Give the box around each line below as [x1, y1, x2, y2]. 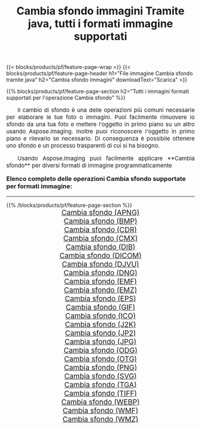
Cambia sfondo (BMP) [63, 216, 138, 226]
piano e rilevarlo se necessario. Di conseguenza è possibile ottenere [6, 135, 195, 143]
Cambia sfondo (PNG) [63, 362, 138, 372]
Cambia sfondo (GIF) [65, 303, 136, 312]
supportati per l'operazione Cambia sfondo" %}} [6, 94, 126, 101]
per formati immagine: [6, 182, 73, 191]
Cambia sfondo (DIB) [65, 242, 136, 252]
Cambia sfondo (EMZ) [63, 285, 138, 295]
